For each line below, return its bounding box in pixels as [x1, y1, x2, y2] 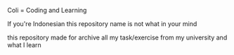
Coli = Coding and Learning [7, 6, 87, 14]
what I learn [7, 41, 42, 49]
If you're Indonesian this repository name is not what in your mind [7, 20, 197, 28]
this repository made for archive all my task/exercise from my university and [7, 33, 228, 42]
